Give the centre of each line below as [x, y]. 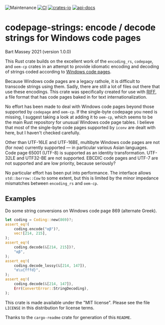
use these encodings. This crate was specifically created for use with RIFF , [81, 92]
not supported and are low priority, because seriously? [60, 163]
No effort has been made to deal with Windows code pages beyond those [80, 107]
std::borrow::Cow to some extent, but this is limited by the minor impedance [82, 178]
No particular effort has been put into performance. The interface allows [78, 173]
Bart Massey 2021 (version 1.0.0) [38, 51]
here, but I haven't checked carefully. [43, 133]
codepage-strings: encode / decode [80, 28]
